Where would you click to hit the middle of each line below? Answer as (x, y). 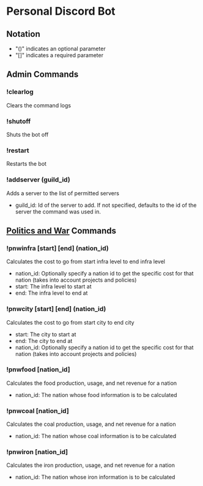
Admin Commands (42, 75)
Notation (24, 34)
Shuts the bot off (28, 134)
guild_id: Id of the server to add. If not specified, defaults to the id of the (106, 205)
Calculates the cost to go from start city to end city (70, 322)
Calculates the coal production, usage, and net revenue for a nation (91, 424)
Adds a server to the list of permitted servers (63, 193)
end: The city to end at (44, 341)
